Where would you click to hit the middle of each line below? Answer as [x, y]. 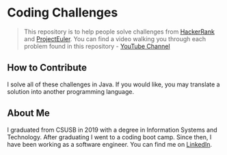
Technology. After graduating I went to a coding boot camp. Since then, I [109, 137]
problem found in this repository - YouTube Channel [97, 46]
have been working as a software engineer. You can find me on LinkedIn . [110, 144]
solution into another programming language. [71, 91]
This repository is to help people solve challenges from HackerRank [119, 32]
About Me [28, 114]
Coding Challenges [63, 13]
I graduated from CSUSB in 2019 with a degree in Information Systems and [112, 130]
